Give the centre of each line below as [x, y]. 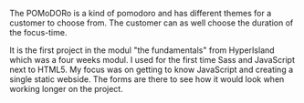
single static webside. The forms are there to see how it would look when [147, 79]
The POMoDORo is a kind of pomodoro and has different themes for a [141, 13]
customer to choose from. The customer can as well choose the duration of [152, 23]
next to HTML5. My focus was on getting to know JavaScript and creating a [152, 69]
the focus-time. [38, 32]
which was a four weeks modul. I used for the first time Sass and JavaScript [152, 60]
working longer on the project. [66, 89]
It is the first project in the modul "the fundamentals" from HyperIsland [142, 50]
